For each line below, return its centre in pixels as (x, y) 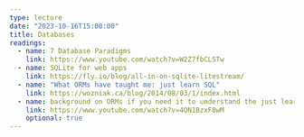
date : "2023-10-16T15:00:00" (64, 26)
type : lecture (36, 18)
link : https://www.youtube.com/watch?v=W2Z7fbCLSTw (125, 59)
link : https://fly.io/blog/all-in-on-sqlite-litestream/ (135, 77)
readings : (28, 43)
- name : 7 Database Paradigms (74, 51)
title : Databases (42, 34)
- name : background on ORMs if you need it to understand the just (147, 101)
